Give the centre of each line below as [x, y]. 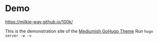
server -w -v [18, 36]
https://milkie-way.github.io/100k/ [39, 22]
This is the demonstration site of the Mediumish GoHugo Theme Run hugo [79, 31]
